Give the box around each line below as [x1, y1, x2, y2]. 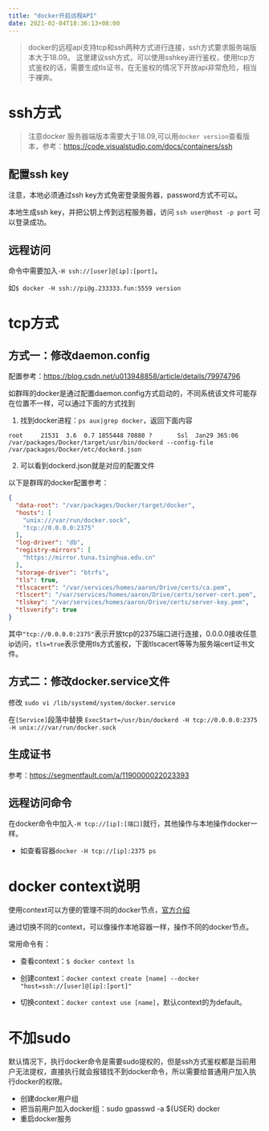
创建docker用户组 [19, 1094, 79, 1104]
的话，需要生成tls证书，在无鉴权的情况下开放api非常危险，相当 [49, 62, 257, 72]
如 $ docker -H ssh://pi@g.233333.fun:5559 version [8, 283, 181, 293]
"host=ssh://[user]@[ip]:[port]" [19, 982, 132, 990]
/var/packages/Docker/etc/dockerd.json [8, 446, 142, 454]
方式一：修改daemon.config [8, 349, 150, 362]
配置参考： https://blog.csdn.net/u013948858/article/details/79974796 [8, 371, 241, 382]
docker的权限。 [14, 1077, 67, 1087]
